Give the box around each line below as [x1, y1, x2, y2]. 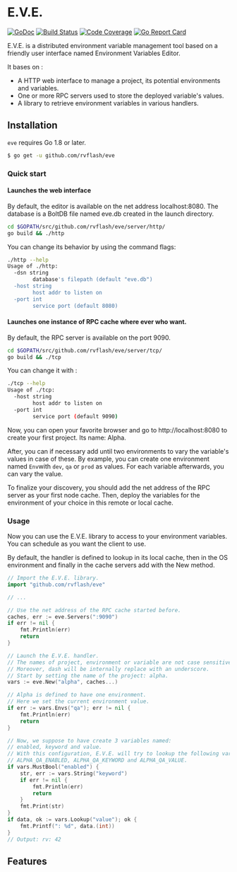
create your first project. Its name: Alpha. [7, 433, 127, 442]
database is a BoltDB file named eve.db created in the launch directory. [7, 210, 214, 218]
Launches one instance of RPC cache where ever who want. [7, 318, 187, 326]
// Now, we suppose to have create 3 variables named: [7, 737, 172, 744]
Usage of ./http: [7, 263, 59, 270]
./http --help [7, 256, 49, 263]
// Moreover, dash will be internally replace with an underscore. [7, 665, 210, 672]
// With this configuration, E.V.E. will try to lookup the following [7, 750, 219, 757]
